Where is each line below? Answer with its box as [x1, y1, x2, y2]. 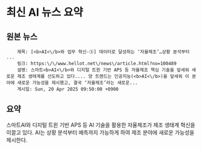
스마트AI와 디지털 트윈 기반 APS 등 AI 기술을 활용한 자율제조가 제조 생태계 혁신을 [6, 121, 195, 128]
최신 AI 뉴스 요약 [6, 5, 83, 19]
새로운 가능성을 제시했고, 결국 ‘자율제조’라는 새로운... [17, 80, 138, 86]
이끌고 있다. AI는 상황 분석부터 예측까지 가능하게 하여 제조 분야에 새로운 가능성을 [6, 128, 195, 136]
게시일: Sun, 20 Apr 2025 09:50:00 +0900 [17, 86, 119, 92]
